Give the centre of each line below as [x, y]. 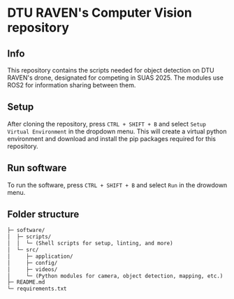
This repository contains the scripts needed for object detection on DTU [111, 70]
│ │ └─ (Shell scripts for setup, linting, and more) [90, 243]
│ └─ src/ [23, 250]
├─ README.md [26, 282]
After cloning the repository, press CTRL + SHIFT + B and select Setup [107, 124]
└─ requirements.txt [37, 289]
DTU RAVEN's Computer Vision [100, 13]
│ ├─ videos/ [32, 269]
